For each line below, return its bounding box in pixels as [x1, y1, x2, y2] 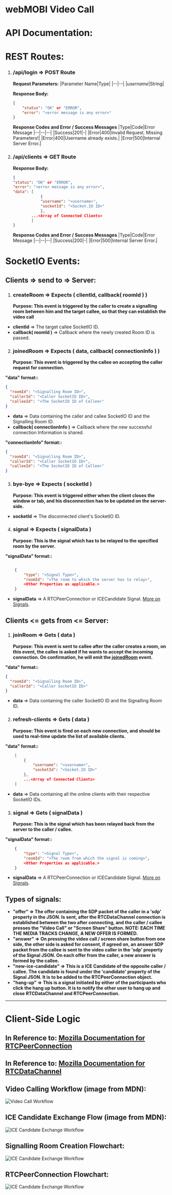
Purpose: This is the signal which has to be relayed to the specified [12, 537, 159, 544]
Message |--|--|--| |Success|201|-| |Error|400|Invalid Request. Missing [12, 129, 163, 136]
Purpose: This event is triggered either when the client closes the [12, 492, 155, 498]
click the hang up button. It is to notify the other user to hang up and [12, 985, 161, 991]
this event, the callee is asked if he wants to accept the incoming [12, 648, 154, 655]
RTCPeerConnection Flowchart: [5, 1170, 109, 1179]
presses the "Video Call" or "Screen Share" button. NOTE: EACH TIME [12, 925, 165, 931]
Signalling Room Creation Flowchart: [5, 1142, 125, 1150]
